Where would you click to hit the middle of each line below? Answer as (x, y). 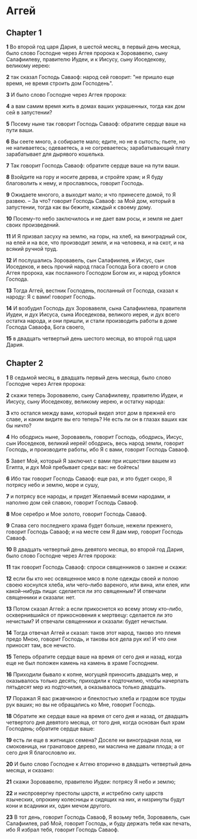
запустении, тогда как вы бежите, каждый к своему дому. (79, 207)
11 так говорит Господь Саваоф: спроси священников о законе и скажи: (96, 567)
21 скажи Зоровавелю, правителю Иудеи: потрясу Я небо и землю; (91, 781)
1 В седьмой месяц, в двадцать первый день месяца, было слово (89, 377)
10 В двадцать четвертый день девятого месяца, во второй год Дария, (95, 549)
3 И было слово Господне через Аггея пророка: (66, 95)
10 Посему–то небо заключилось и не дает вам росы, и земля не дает (95, 219)
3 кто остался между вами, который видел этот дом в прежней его (91, 413)
